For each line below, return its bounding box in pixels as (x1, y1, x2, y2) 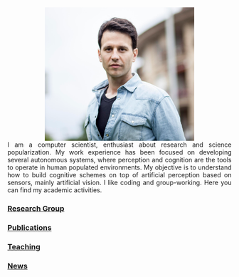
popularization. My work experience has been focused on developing (7, 148, 232, 156)
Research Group (7, 203, 65, 213)
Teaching (7, 241, 41, 251)
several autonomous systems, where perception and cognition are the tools (7, 156, 232, 164)
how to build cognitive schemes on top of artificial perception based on (7, 171, 232, 179)
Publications (7, 222, 52, 232)
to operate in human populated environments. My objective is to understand (7, 163, 232, 172)
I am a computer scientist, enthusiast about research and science (7, 140, 232, 149)
